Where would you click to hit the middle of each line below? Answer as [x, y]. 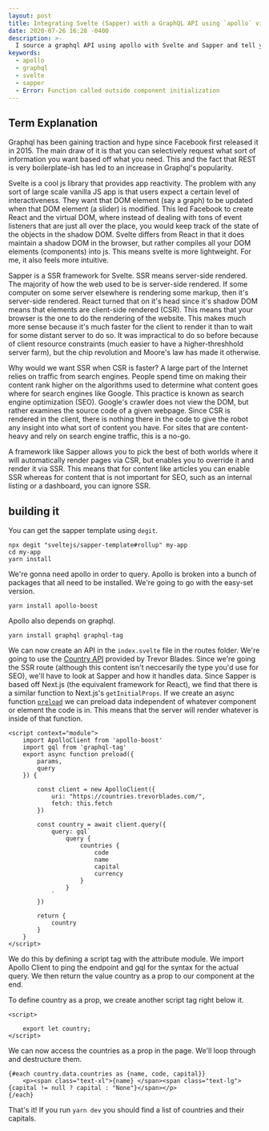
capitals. [22, 1118]
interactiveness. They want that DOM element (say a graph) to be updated [131, 201]
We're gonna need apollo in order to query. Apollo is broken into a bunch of [132, 574]
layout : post [30, 16]
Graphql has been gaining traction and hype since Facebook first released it [133, 142]
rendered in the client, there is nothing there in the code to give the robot [128, 419]
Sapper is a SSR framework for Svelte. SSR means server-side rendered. [128, 276]
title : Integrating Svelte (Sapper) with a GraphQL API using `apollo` [130, 23]
